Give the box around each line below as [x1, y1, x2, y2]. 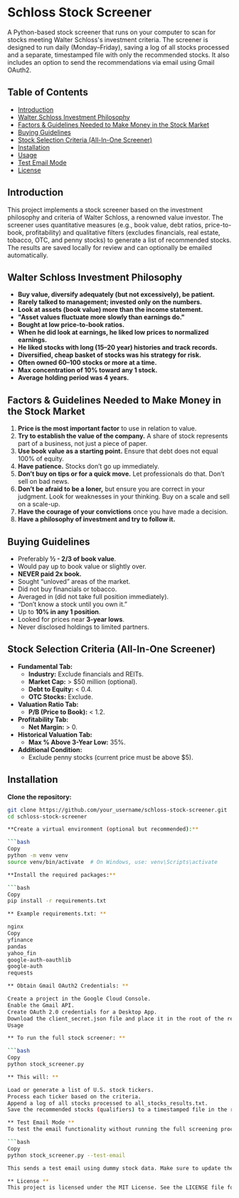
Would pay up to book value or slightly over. [17, 562, 147, 571]
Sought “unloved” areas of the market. [17, 578, 131, 585]
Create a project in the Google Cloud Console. [7, 995, 152, 1002]
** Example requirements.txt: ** [7, 910, 107, 917]
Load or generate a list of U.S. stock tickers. [7, 1086, 154, 1093]
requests [7, 969, 33, 976]
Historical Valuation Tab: [17, 730, 92, 739]
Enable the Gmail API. [7, 1001, 75, 1009]
